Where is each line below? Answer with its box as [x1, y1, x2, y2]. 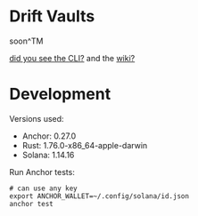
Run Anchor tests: [9, 166, 76, 177]
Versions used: [9, 113, 64, 124]
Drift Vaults [9, 6, 95, 27]
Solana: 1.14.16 [21, 149, 75, 160]
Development [9, 84, 111, 104]
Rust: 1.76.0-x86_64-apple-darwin [21, 140, 148, 150]
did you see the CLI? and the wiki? [9, 52, 136, 63]
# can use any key [9, 184, 78, 193]
